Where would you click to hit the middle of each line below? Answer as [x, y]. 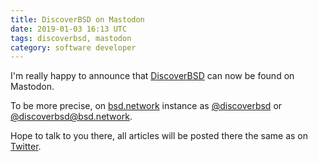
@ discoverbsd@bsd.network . [71, 117]
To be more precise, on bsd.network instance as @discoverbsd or [146, 106]
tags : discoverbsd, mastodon [71, 38]
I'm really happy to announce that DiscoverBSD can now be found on [152, 76]
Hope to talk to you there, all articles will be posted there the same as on [159, 136]
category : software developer [73, 47]
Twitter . [26, 147]
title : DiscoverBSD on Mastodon [77, 19]
